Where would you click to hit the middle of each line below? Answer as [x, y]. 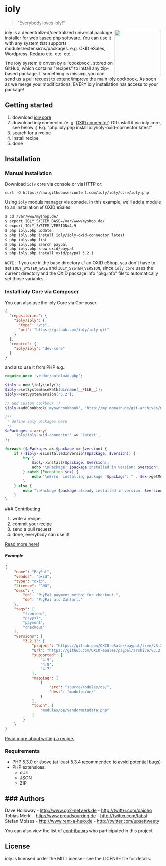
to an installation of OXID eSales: [38, 207]
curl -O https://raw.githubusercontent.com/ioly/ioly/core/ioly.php [77, 193]
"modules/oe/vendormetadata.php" [75, 710]
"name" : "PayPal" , [33, 572]
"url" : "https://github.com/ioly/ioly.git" [64, 330]
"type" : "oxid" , [31, 581]
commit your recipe [32, 524]
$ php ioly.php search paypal [36, 244]
